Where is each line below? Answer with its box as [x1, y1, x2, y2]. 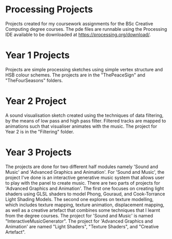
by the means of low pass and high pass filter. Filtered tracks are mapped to [5, 117, 166, 124]
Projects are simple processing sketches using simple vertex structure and [5, 66, 163, 72]
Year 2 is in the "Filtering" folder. [5, 128, 74, 134]
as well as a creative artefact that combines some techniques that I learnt [5, 207, 160, 213]
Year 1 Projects [5, 50, 70, 61]
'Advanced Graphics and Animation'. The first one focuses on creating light [5, 185, 164, 191]
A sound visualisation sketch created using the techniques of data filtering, [5, 112, 164, 118]
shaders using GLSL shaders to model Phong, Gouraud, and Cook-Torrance [5, 191, 165, 197]
